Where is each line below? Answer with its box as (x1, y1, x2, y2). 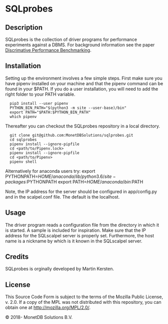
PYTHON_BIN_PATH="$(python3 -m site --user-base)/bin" (10, 105, 127, 110)
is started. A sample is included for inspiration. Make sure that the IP (5, 227, 146, 233)
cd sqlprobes (10, 137, 37, 142)
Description (5, 23, 43, 32)
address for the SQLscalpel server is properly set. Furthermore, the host (5, 232, 154, 238)
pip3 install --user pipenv (10, 101, 69, 106)
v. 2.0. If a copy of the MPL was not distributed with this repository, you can (5, 299, 161, 305)
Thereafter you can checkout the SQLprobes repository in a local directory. (5, 123, 160, 129)
